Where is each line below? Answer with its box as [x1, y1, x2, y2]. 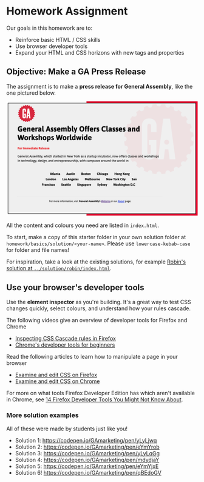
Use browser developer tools [15, 42, 88, 50]
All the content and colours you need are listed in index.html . [6, 222, 159, 229]
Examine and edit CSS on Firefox [15, 372, 98, 379]
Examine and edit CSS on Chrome [15, 378, 100, 385]
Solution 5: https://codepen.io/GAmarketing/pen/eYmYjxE [15, 463, 159, 470]
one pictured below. [6, 89, 56, 97]
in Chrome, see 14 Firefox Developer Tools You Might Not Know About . [6, 396, 183, 403]
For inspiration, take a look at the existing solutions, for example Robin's [6, 258, 186, 265]
